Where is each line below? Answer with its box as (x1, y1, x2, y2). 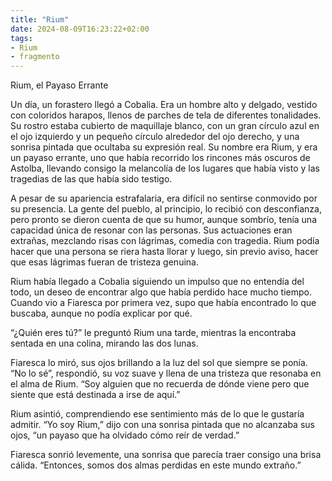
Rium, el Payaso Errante (10, 79, 109, 91)
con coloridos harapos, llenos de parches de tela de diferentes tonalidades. (10, 109, 322, 121)
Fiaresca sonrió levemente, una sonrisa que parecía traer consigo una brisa (10, 449, 322, 461)
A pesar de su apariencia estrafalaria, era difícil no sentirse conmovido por (10, 192, 318, 205)
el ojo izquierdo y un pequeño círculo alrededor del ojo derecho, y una (10, 131, 300, 143)
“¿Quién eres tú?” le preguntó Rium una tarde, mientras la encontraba (10, 327, 297, 339)
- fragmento (10, 52, 60, 62)
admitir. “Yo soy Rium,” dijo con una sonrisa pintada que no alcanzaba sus (10, 419, 315, 431)
